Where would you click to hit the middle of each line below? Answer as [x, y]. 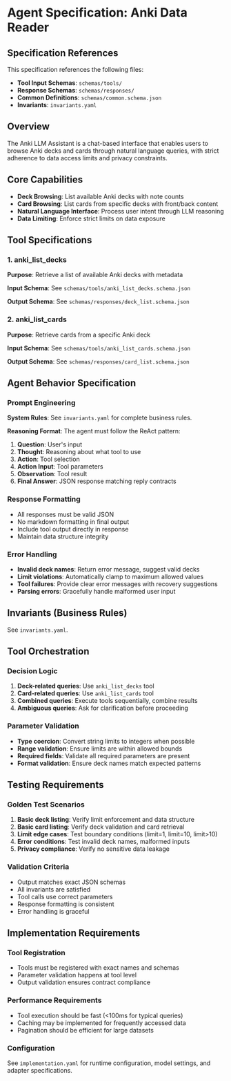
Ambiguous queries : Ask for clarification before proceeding [102, 708]
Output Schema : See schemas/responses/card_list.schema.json [98, 361]
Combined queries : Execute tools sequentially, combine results [107, 701]
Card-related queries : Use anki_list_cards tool [85, 693]
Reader [28, 27]
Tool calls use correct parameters [65, 896]
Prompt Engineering [41, 402]
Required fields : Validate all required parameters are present [103, 755]
